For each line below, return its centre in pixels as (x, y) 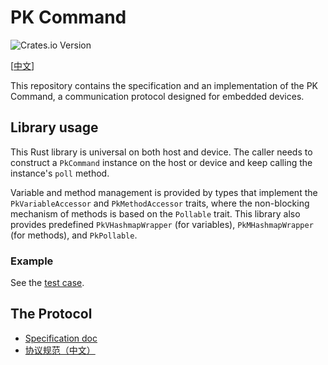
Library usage (54, 127)
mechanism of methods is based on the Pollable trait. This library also (155, 213)
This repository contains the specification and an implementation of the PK (164, 85)
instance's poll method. (60, 173)
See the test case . (47, 283)
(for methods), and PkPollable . (74, 235)
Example (32, 261)
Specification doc (61, 338)
